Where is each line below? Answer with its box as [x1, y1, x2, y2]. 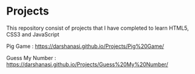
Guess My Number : [6, 54, 56, 61]
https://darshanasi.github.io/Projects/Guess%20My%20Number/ [6, 61, 168, 68]
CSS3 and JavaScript [6, 30, 59, 38]
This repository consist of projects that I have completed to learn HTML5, [6, 24, 189, 32]
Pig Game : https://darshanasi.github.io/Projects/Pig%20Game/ [6, 42, 165, 50]
